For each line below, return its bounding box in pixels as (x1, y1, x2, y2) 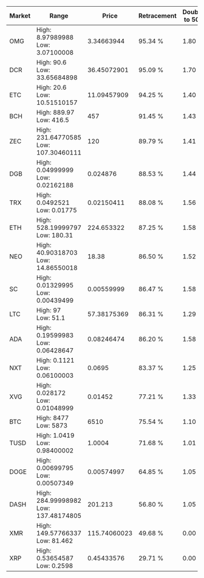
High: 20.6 (36, 83, 67, 92)
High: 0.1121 (36, 356, 75, 365)
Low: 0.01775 (36, 206, 77, 214)
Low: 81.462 (36, 537, 73, 545)
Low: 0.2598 (36, 562, 73, 570)
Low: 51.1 (36, 314, 66, 322)
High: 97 (36, 306, 61, 314)
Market (9, 12, 31, 20)
